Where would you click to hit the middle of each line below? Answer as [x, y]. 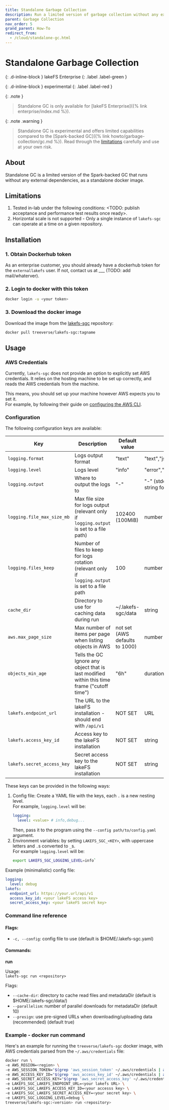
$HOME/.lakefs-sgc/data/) [40, 1000]
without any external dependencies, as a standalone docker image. [75, 180]
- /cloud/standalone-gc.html [40, 38]
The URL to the [92, 701]
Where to [86, 478]
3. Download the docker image [43, 312]
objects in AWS [93, 647]
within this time [93, 680]
